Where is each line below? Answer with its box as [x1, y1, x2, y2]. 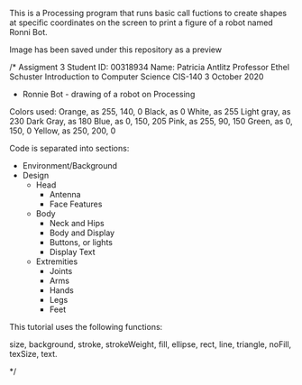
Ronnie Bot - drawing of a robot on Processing [22, 89, 196, 99]
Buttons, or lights [49, 237, 113, 247]
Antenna [49, 189, 81, 199]
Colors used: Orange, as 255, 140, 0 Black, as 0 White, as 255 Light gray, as [9, 106, 291, 116]
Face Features [49, 198, 103, 209]
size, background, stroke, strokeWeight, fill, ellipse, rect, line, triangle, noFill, [9, 339, 292, 350]
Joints [49, 266, 73, 276]
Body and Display [49, 227, 115, 238]
